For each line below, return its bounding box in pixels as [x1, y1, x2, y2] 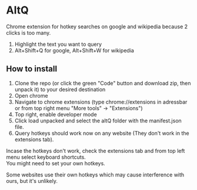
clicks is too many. [6, 29, 51, 36]
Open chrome [14, 92, 48, 99]
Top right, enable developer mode [14, 111, 97, 118]
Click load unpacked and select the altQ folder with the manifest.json [14, 117, 182, 124]
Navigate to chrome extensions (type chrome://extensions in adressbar [14, 98, 188, 105]
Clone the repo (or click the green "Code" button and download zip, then [14, 79, 191, 86]
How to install [6, 64, 58, 74]
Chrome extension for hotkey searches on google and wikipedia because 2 [6, 23, 188, 30]
